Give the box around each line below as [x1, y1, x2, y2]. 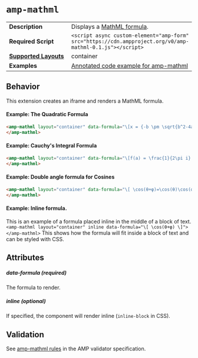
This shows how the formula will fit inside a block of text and [42, 229, 189, 237]
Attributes [6, 252, 44, 263]
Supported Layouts [9, 52, 64, 60]
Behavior [6, 81, 40, 92]
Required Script [9, 37, 54, 45]
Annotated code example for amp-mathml [71, 61, 189, 70]
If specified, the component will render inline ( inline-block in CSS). [6, 313, 171, 320]
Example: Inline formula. [6, 205, 67, 212]
